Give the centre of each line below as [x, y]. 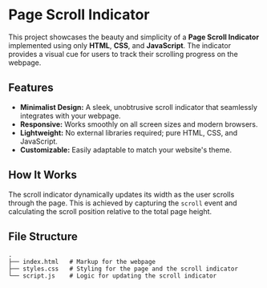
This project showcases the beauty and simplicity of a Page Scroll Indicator [133, 37]
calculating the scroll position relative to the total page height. [110, 211]
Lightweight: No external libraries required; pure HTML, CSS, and [129, 132]
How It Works [43, 175]
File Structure [43, 236]
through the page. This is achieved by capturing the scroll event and [123, 203]
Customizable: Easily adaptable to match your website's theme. [126, 149]
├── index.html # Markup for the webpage [82, 262]
